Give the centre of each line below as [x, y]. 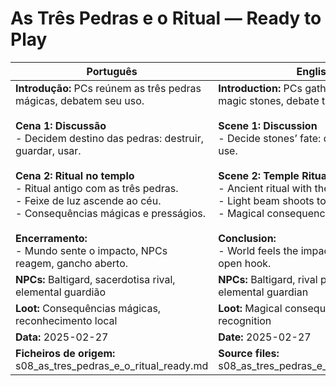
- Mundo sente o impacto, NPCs [91, 250]
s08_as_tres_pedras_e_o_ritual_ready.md [112, 365]
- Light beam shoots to [272, 200]
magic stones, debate [269, 100]
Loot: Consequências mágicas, [88, 308]
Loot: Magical [250, 308]
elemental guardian [263, 292]
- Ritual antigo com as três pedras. [97, 188]
